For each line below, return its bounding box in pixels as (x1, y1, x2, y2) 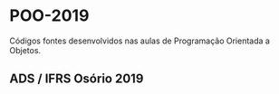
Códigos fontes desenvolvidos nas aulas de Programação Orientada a (9, 35, 270, 46)
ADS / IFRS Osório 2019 (9, 71, 144, 87)
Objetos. (9, 44, 42, 55)
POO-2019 (9, 5, 90, 26)
